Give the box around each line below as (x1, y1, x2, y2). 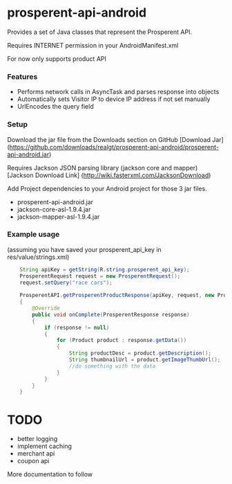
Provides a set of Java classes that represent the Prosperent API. (7, 28, 192, 36)
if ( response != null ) (43, 324, 110, 331)
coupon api (17, 457, 50, 465)
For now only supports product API (7, 54, 107, 63)
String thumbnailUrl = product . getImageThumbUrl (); (68, 357, 221, 364)
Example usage (7, 230, 60, 240)
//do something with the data (68, 362, 156, 370)
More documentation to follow (7, 470, 93, 478)
